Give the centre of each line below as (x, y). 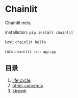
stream (19, 91)
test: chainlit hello (26, 42)
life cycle (21, 80)
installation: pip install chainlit (39, 32)
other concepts (27, 85)
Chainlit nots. (18, 23)
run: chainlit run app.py (31, 51)
